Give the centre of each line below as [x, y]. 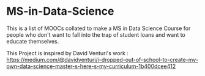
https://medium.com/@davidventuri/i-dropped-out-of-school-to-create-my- [102, 59]
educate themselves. [33, 41]
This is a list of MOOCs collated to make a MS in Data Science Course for [99, 28]
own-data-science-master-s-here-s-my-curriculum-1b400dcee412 [91, 66]
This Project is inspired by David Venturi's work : [67, 53]
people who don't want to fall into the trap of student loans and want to [96, 34]
